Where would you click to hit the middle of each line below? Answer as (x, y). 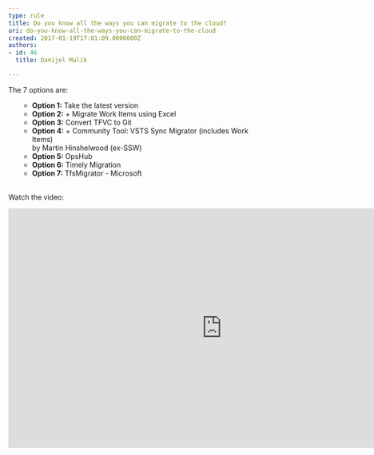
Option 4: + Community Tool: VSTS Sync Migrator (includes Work (140, 131)
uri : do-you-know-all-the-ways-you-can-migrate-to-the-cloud (112, 30)
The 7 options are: (38, 89)
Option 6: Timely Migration (76, 164)
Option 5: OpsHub (62, 156)
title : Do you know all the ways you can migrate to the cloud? (117, 23)
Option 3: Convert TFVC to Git (82, 122)
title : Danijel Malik (52, 61)
